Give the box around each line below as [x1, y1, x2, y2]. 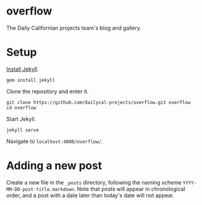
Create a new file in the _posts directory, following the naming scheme [6, 178, 182, 186]
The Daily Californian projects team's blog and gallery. [6, 24, 142, 31]
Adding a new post [6, 159, 102, 173]
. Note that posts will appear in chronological [73, 185, 186, 192]
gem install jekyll [6, 77, 56, 83]
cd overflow [6, 105, 36, 111]
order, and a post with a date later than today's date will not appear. [6, 192, 175, 199]
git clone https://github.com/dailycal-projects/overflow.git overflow [6, 99, 191, 105]
